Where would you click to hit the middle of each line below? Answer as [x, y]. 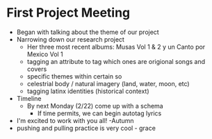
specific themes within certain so [74, 76]
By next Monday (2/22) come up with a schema [95, 106]
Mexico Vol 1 [45, 54]
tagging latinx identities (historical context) [88, 91]
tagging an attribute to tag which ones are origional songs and [116, 61]
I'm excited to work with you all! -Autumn [75, 120]
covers [37, 69]
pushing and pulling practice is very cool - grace [86, 128]
